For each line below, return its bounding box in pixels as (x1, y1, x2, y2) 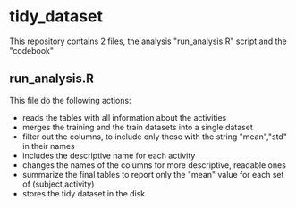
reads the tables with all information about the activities (21, 112, 227, 122)
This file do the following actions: (9, 95, 131, 105)
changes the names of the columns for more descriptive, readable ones (21, 159, 286, 171)
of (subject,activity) (21, 179, 95, 189)
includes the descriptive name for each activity (21, 150, 196, 161)
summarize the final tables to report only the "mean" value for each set (21, 169, 284, 179)
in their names (21, 140, 75, 151)
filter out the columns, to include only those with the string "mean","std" (21, 131, 288, 142)
